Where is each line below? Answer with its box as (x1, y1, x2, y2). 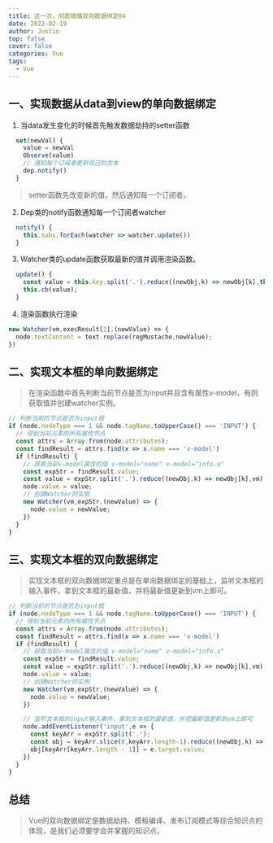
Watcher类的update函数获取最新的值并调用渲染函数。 (19, 254, 201, 264)
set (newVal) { (15, 136, 63, 145)
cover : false (8, 42, 53, 50)
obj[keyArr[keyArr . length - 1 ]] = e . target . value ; (29, 745, 206, 753)
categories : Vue (8, 50, 63, 58)
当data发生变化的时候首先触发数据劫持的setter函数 (19, 120, 190, 130)
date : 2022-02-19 (8, 20, 67, 28)
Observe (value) (23, 151, 75, 159)
